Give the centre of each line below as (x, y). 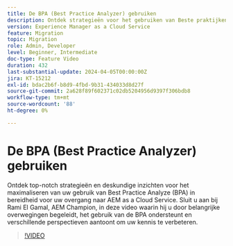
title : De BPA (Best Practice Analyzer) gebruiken (82, 14)
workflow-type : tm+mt (38, 98)
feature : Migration (35, 33)
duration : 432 (28, 65)
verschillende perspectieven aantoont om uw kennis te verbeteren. (103, 222)
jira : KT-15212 (29, 78)
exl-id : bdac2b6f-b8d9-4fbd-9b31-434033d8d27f (76, 85)
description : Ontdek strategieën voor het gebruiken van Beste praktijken (118, 20)
